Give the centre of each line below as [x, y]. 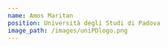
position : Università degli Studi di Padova [84, 23]
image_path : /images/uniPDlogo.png [68, 30]
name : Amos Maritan [41, 16]
